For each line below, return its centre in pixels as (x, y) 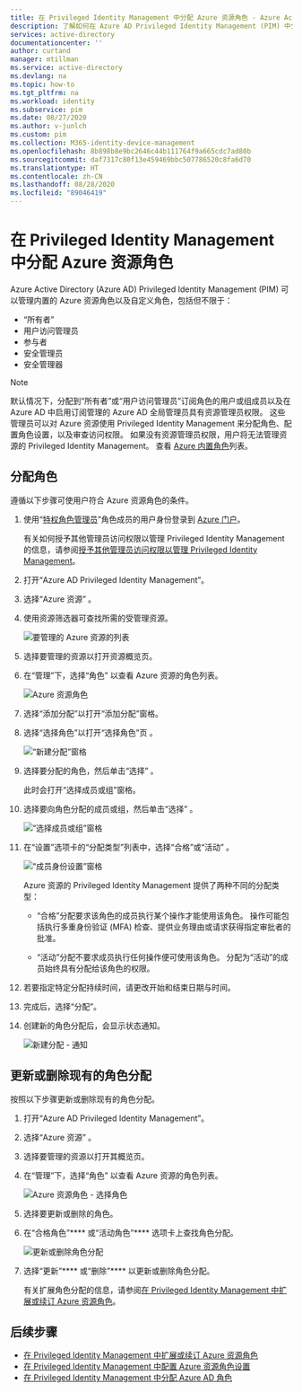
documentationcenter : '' (56, 43)
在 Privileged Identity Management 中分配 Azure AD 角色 (127, 1378)
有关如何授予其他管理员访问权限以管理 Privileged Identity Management (154, 538)
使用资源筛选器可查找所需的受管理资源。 (98, 618)
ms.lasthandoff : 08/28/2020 (63, 185)
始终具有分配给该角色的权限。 (99, 968)
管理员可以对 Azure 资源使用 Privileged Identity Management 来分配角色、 (147, 423)
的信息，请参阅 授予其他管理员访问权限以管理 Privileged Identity (140, 550)
